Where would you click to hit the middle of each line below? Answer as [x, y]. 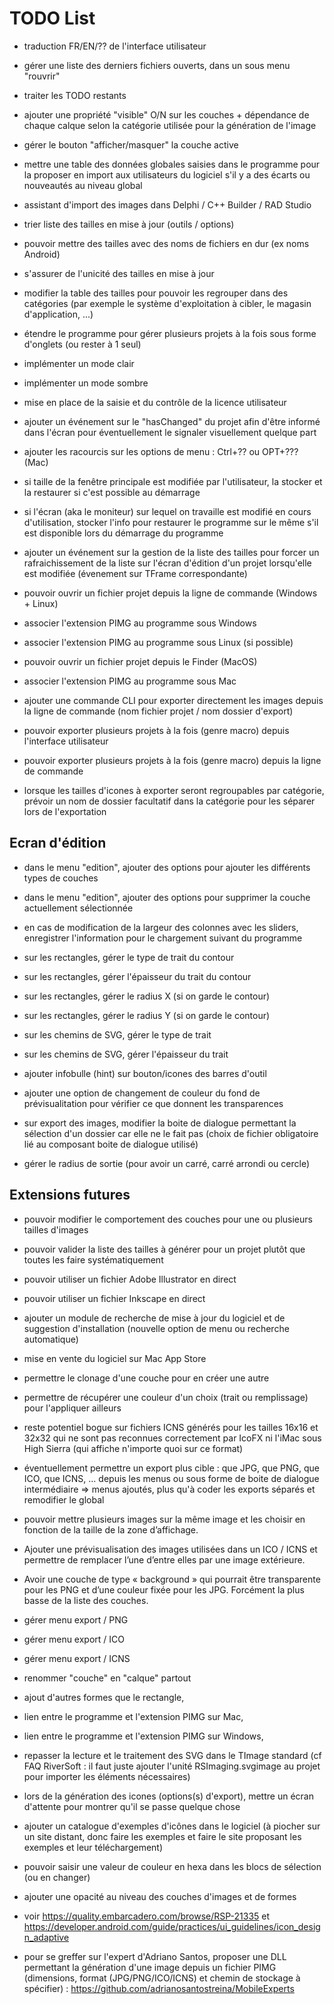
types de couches [61, 878]
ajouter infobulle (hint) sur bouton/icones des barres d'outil [145, 1073]
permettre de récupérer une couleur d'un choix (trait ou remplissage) [166, 1397]
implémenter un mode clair [79, 363]
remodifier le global [64, 1499]
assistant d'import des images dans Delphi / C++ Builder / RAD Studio [167, 204]
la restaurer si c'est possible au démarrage [112, 492]
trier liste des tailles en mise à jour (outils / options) [129, 224]
